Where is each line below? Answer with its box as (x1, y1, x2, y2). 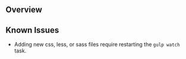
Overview (5, 5, 43, 15)
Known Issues (5, 25, 59, 35)
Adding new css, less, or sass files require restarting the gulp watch (14, 41, 180, 48)
